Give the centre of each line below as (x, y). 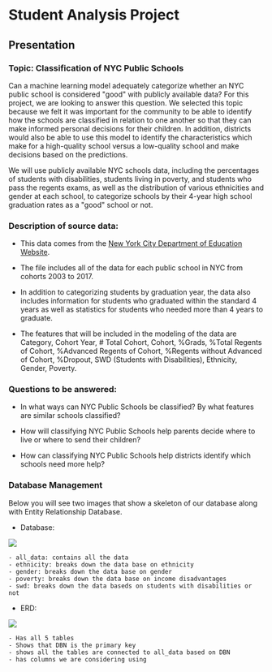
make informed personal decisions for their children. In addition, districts (130, 128)
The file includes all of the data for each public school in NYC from (132, 268)
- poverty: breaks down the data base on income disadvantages (118, 579)
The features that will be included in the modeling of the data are (128, 334)
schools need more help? (63, 464)
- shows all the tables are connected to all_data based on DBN (119, 652)
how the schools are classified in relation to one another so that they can (130, 120)
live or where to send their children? (80, 440)
